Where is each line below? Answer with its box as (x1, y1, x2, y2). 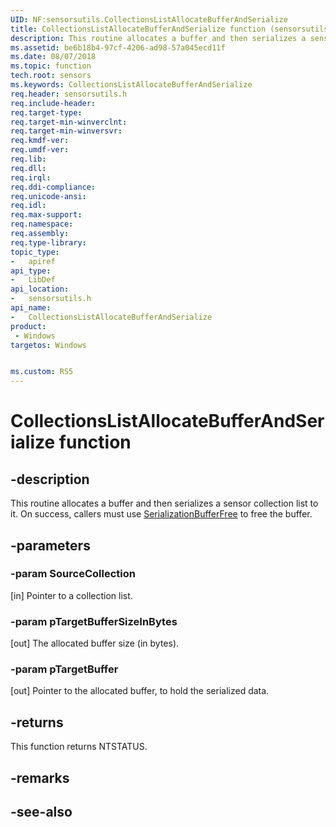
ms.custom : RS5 (10, 367, 74, 377)
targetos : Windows (10, 340, 87, 350)
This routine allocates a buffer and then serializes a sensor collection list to (10, 497, 319, 510)
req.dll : (10, 163, 47, 173)
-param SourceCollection (10, 567, 136, 581)
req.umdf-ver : (10, 145, 70, 155)
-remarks (10, 769, 70, 786)
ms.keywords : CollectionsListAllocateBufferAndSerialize (10, 80, 253, 90)
